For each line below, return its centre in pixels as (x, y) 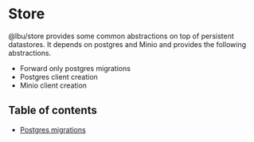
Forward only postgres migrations (75, 68)
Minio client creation (53, 85)
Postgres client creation (59, 77)
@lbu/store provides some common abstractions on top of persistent (121, 36)
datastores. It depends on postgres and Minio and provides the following (127, 44)
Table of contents (53, 110)
